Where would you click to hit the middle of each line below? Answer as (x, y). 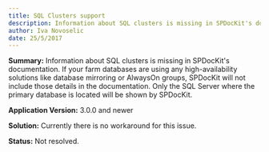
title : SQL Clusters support (57, 16)
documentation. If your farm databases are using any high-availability (123, 70)
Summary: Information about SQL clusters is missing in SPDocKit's (119, 61)
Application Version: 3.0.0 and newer (71, 110)
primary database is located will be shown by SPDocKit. (100, 95)
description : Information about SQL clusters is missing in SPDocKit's (130, 23)
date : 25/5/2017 (35, 38)
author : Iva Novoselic (46, 30)
